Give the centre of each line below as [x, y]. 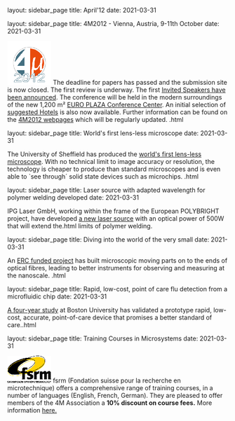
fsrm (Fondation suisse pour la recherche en [116, 380]
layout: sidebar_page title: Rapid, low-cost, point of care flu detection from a [117, 289]
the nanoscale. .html [37, 275]
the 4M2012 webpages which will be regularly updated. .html [95, 119]
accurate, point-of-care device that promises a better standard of [118, 317]
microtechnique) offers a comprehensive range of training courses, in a [110, 388]
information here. [32, 410]
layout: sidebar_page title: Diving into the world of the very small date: [108, 240]
